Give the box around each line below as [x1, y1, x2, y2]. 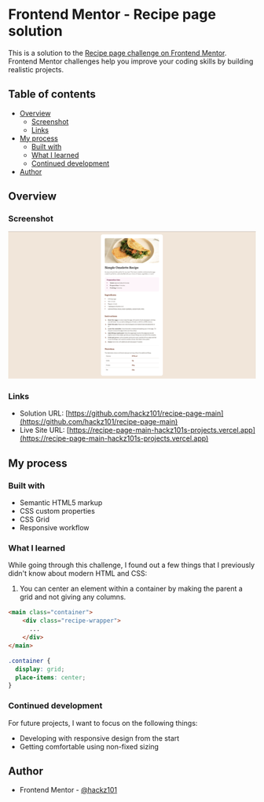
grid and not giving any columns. [19, 592, 126, 602]
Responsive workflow [19, 523, 90, 533]
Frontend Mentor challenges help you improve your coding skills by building [8, 57, 254, 66]
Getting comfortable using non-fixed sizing [19, 742, 159, 751]
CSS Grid [19, 515, 49, 524]
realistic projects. [8, 64, 64, 74]
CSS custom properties [19, 507, 96, 516]
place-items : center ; [15, 673, 86, 681]
